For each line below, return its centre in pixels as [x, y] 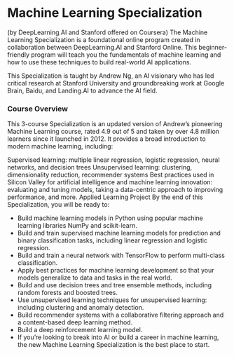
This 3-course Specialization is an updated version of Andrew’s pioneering [115, 124]
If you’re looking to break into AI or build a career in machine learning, [118, 337]
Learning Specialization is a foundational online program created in [104, 39]
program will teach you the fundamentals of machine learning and [126, 55]
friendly [19, 55]
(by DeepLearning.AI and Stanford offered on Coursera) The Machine [108, 32]
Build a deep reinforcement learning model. [80, 330]
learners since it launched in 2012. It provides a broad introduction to [106, 139]
